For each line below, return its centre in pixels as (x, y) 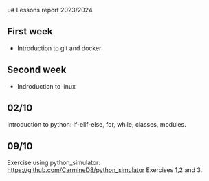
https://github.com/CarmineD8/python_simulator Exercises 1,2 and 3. (105, 170)
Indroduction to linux (46, 86)
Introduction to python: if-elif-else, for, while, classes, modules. (97, 125)
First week (30, 31)
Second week (37, 70)
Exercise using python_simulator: (54, 163)
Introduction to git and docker (59, 48)
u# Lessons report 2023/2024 (50, 10)
